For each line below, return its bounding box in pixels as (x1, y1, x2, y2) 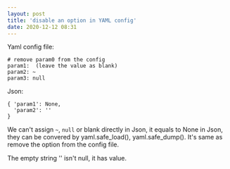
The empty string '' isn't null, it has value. (7, 154, 127, 163)
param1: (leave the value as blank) (7, 63, 118, 70)
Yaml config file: (7, 43, 54, 51)
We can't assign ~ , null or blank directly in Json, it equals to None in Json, (7, 125, 223, 134)
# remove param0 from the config (7, 56, 106, 63)
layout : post (7, 10, 46, 18)
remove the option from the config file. (7, 140, 120, 149)
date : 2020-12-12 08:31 (7, 23, 77, 30)
